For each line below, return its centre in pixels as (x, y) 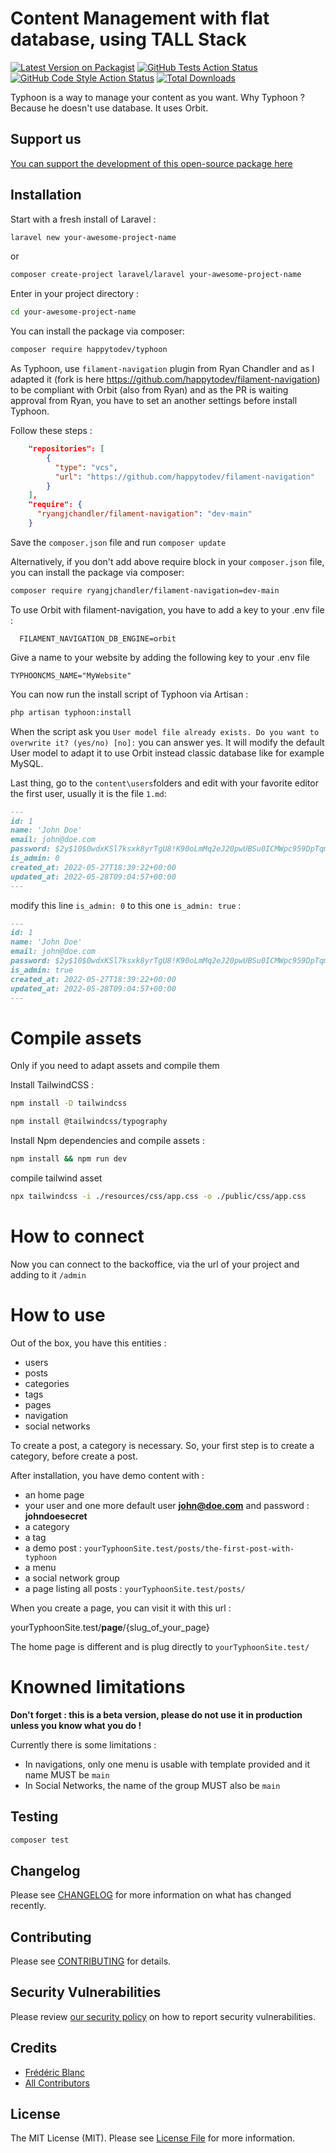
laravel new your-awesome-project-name (93, 237)
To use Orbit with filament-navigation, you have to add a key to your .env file (167, 609)
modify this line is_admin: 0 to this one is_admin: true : (126, 905)
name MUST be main (67, 1774)
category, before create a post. (74, 1456)
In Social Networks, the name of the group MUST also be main (152, 1785)
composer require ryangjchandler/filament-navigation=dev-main (145, 590)
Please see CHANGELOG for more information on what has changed (151, 1895)
